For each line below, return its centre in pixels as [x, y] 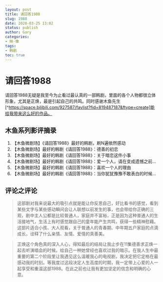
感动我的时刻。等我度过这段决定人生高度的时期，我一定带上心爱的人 [85, 262]
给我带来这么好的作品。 [29, 113]
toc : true [15, 55]
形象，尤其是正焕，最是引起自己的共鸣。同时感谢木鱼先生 [63, 101]
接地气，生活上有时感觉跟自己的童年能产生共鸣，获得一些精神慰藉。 [90, 221]
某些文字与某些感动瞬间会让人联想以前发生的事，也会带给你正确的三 [85, 209]
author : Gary [18, 32]
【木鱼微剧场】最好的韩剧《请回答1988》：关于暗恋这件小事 [71, 155]
